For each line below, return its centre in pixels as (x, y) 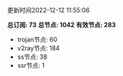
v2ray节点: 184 (39, 48)
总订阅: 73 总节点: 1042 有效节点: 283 (61, 25)
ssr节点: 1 (31, 65)
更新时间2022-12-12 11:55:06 (49, 10)
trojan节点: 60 (37, 39)
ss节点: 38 (32, 57)
